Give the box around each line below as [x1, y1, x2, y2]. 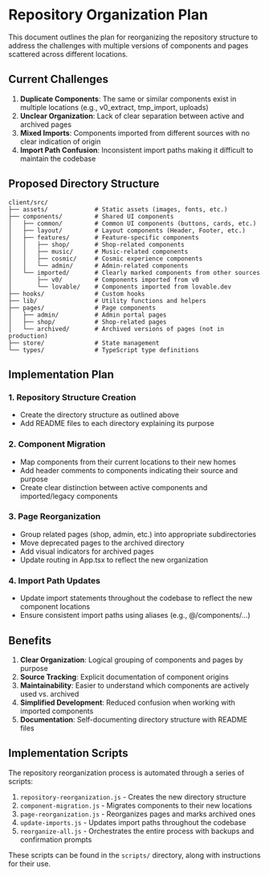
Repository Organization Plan [8, 6, 209, 24]
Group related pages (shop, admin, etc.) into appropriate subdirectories [19, 529, 257, 539]
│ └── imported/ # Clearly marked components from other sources [8, 268, 261, 276]
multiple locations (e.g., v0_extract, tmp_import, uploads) [19, 102, 209, 112]
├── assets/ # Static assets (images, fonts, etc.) [8, 205, 228, 214]
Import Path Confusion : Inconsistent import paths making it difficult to [19, 145, 254, 154]
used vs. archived [19, 689, 79, 698]
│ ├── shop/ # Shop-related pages [8, 317, 167, 326]
